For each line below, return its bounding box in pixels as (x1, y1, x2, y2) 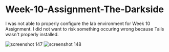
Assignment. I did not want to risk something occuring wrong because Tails (5, 25, 164, 32)
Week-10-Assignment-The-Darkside (5, 4, 164, 15)
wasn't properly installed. (5, 31, 59, 37)
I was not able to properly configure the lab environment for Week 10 (5, 20, 151, 27)
